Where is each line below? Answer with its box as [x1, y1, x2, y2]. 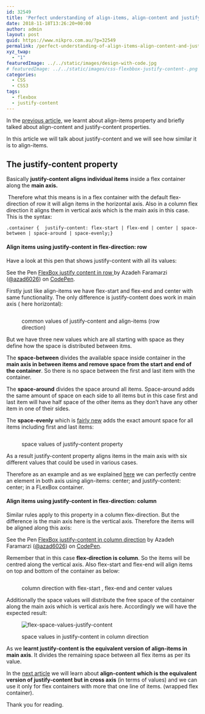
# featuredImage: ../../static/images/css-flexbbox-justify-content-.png [6, 65, 198, 72]
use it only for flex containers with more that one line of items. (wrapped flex [6, 682, 198, 690]
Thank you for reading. [6, 701, 64, 708]
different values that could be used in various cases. [6, 458, 138, 466]
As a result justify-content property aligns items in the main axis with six [6, 452, 187, 459]
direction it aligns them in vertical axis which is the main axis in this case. [6, 207, 190, 214]
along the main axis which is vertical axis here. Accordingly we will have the [6, 603, 197, 610]
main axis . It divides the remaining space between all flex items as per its [6, 651, 191, 658]
